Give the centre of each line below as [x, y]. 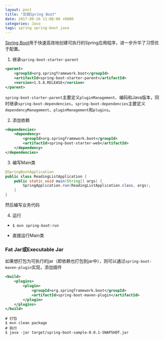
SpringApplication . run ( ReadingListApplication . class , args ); [87, 186]
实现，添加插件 [47, 267]
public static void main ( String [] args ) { [58, 181]
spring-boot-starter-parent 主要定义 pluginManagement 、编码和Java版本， [80, 97]
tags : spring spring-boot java [37, 28]
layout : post [18, 10]
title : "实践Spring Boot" [31, 14]
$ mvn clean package [26, 323]
